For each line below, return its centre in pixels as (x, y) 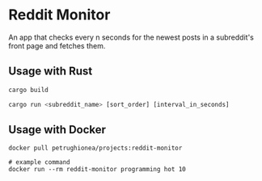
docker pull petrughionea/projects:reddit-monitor (95, 148)
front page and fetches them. (57, 45)
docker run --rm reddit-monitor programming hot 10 (97, 170)
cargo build (28, 90)
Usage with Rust (51, 72)
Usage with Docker (57, 130)
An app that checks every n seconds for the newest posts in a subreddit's (131, 37)
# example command (39, 162)
